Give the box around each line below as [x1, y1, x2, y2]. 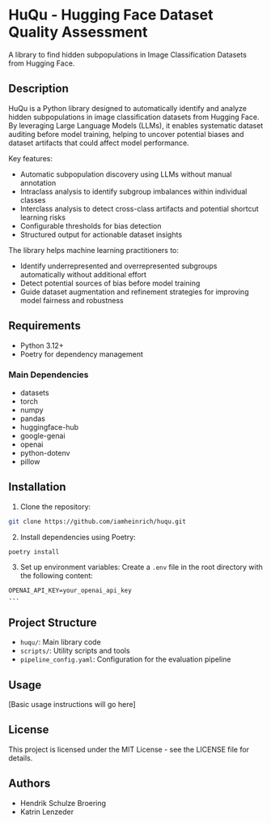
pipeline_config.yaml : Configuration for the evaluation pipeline [19, 654, 231, 664]
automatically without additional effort [19, 269, 147, 279]
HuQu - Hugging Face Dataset [8, 6, 214, 24]
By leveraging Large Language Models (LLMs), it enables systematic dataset [8, 120, 264, 131]
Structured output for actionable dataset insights [19, 229, 183, 239]
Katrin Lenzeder [19, 807, 74, 817]
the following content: [19, 571, 93, 581]
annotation [19, 178, 57, 187]
